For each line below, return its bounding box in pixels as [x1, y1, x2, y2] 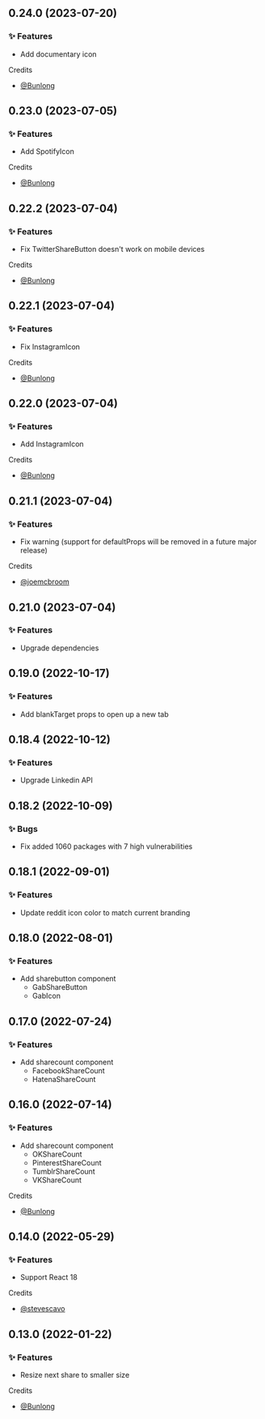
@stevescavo [19, 1304, 65, 1314]
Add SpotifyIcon [19, 147, 74, 156]
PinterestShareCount [32, 1157, 103, 1167]
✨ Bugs [8, 823, 38, 834]
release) [19, 546, 48, 556]
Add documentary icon [19, 49, 97, 59]
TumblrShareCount [32, 1166, 95, 1176]
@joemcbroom [19, 577, 70, 586]
